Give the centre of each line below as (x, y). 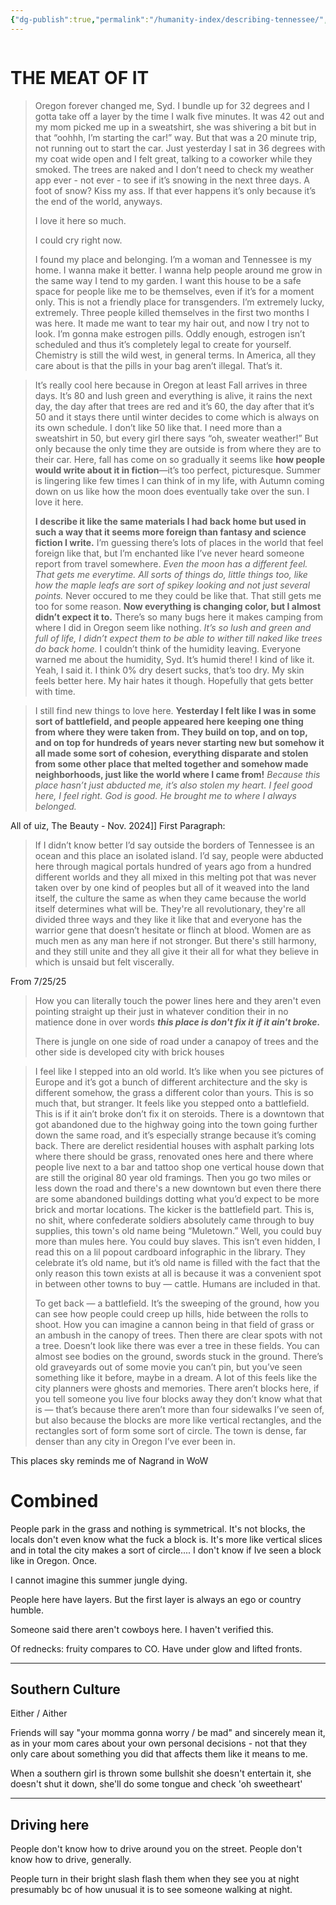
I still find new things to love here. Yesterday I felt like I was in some (175, 710)
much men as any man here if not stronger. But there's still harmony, (175, 940)
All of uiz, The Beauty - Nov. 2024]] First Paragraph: (118, 825)
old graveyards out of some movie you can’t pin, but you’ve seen (168, 1367)
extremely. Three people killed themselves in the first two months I (172, 312)
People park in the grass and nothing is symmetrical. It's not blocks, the (158, 1528)
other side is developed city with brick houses (129, 1052)
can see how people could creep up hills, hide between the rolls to (171, 1313)
